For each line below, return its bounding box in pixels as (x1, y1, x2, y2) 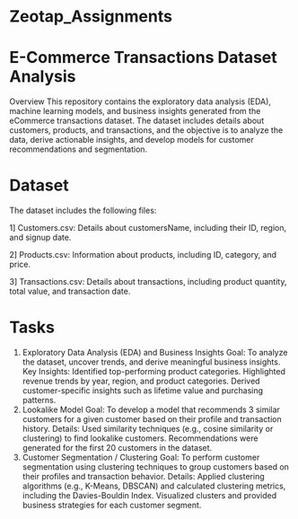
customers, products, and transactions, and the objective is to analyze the (9, 125, 284, 136)
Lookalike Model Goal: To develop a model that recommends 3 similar (22, 404, 281, 415)
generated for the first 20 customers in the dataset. (22, 443, 213, 453)
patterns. (22, 395, 57, 405)
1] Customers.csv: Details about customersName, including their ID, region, (9, 223, 287, 233)
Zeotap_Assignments (9, 6, 173, 27)
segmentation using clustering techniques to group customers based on (22, 462, 290, 472)
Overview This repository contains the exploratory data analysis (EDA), (9, 96, 272, 107)
